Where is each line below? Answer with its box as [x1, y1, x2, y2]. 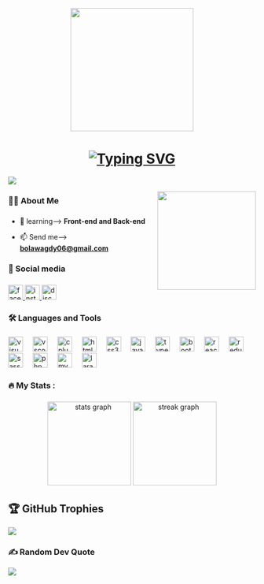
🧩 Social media [8, 263, 66, 274]
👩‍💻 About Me [8, 195, 59, 206]
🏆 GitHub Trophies [8, 502, 104, 515]
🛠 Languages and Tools [8, 312, 102, 323]
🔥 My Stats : [8, 380, 56, 391]
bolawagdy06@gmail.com [19, 244, 108, 253]
